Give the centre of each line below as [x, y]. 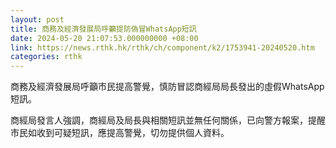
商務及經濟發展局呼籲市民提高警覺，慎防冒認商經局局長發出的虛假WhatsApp [167, 87]
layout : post [37, 19]
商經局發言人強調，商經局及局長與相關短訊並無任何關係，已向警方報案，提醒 [168, 120]
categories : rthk [46, 57]
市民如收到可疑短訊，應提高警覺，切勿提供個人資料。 [120, 133]
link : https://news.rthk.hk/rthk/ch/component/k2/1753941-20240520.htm [162, 47]
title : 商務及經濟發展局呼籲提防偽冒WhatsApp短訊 [103, 29]
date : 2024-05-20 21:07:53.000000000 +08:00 [104, 38]
